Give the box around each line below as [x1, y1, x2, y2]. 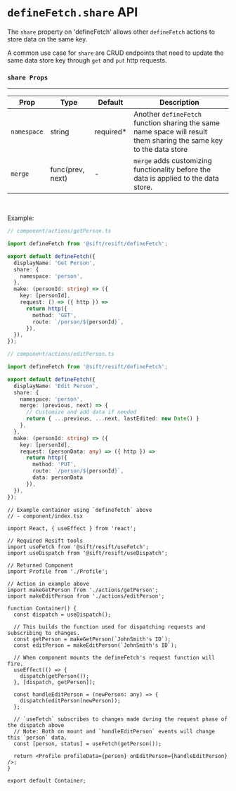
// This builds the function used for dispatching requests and [13, 623, 206, 630]
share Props [7, 73, 48, 82]
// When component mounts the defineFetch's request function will [13, 654, 216, 661]
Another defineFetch [133, 110, 202, 120]
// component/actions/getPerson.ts [7, 228, 112, 235]
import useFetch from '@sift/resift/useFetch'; [7, 543, 150, 551]
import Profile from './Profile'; [7, 567, 109, 575]
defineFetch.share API [7, 4, 138, 20]
